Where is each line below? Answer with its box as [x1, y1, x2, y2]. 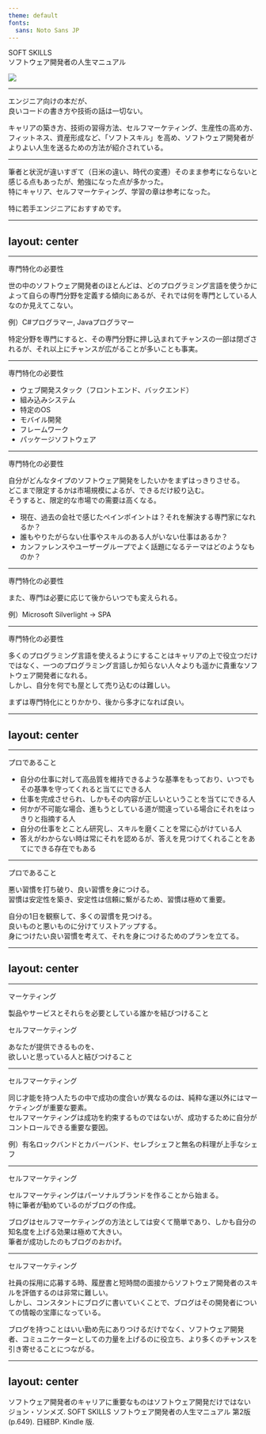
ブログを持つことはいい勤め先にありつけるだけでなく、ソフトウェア [8, 1324, 231, 1333]
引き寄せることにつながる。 [8, 1344, 99, 1353]
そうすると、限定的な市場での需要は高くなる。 [8, 495, 161, 505]
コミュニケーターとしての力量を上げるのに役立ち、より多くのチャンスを [21, 1334, 257, 1344]
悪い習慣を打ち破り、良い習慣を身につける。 [8, 885, 154, 894]
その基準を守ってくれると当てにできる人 [19, 784, 152, 794]
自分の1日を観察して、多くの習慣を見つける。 [8, 912, 157, 920]
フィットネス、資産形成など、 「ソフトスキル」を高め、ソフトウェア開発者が [8, 133, 255, 142]
